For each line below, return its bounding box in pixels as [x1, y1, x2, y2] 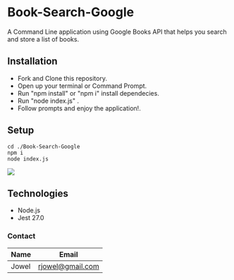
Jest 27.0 [17, 214, 44, 222]
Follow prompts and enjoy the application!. [17, 103, 141, 113]
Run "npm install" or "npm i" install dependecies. [17, 89, 160, 97]
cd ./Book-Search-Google [7, 143, 80, 150]
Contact [7, 231, 36, 241]
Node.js [17, 206, 41, 215]
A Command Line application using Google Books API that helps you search [7, 27, 227, 36]
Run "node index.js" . [17, 96, 80, 105]
